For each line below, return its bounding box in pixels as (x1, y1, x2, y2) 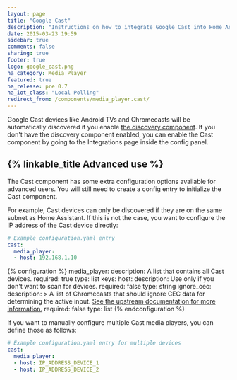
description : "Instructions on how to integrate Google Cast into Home (7, 23, 222, 30)
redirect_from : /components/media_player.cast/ (7, 96, 150, 103)
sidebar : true (7, 37, 49, 44)
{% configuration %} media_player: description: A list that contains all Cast (7, 267, 224, 276)
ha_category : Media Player (7, 69, 87, 76)
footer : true (7, 57, 46, 64)
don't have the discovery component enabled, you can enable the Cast (7, 130, 214, 139)
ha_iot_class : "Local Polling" (7, 89, 99, 96)
